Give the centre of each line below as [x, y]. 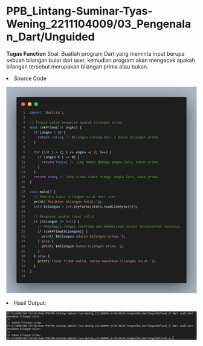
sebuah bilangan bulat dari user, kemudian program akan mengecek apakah [101, 60]
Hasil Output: [30, 303]
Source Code [31, 78]
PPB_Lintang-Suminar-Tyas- [79, 11]
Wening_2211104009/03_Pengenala [99, 24]
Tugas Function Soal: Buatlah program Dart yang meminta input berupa [95, 53]
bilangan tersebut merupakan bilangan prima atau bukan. [78, 66]
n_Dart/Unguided [50, 37]
